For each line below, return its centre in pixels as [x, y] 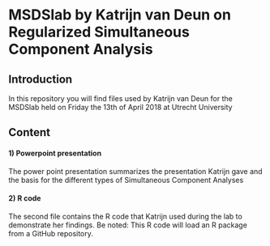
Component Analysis [81, 49]
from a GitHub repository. [51, 233]
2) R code [25, 198]
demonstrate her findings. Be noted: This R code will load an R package [128, 225]
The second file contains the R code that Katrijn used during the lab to [126, 216]
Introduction [41, 79]
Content [30, 132]
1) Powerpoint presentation [55, 153]
